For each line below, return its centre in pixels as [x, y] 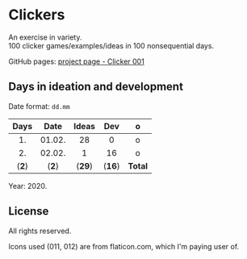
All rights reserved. [40, 231]
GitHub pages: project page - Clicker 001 [77, 61]
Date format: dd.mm [39, 106]
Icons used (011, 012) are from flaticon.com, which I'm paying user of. [124, 246]
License [29, 211]
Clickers [37, 15]
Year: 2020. [28, 186]
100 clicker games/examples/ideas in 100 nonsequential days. [111, 45]
